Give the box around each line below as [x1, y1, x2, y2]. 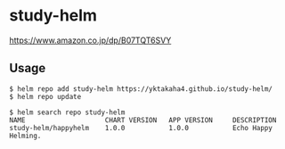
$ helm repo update [9, 92, 82, 101]
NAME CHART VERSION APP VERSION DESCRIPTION [9, 115, 277, 125]
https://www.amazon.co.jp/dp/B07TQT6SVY [9, 35, 172, 46]
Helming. [9, 131, 42, 140]
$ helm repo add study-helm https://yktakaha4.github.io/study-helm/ [9, 84, 273, 94]
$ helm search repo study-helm [9, 108, 126, 117]
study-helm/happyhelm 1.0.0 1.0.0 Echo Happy [9, 123, 273, 132]
